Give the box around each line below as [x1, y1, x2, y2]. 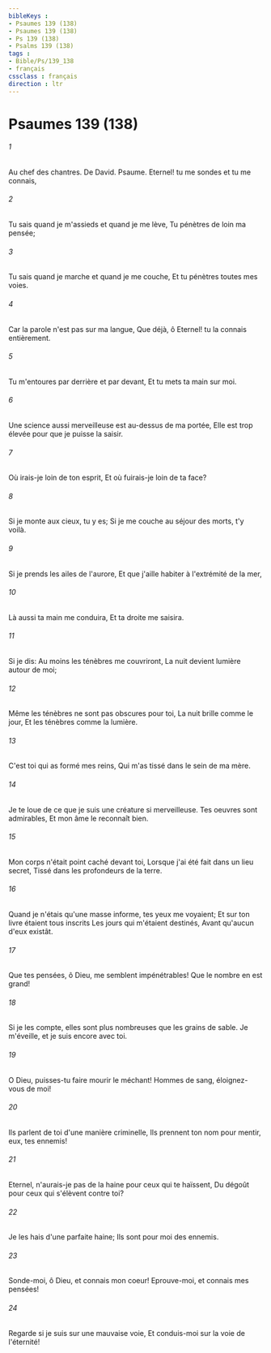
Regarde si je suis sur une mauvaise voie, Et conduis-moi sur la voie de [8, 1328, 245, 1338]
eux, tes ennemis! [8, 1135, 67, 1145]
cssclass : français [8, 72, 78, 80]
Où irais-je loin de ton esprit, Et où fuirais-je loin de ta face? [8, 472, 207, 483]
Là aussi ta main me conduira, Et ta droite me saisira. [8, 612, 184, 622]
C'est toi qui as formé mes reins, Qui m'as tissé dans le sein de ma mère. [8, 761, 251, 771]
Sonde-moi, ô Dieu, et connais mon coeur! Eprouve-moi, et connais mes [8, 1276, 249, 1286]
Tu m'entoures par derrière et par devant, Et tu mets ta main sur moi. [8, 377, 237, 386]
